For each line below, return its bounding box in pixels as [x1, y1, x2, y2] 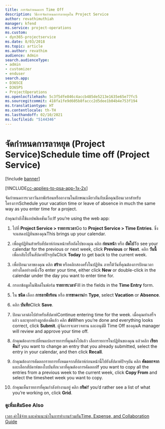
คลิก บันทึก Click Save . [12, 302, 53, 307]
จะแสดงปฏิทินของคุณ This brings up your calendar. [12, 231, 106, 237]
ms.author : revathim [5, 48, 48, 53]
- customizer [5, 67, 32, 72]
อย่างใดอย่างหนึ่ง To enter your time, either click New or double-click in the [12, 267, 156, 273]
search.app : [5, 76, 30, 81]
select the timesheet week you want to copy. [12, 374, 103, 380]
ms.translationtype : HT [5, 103, 54, 108]
